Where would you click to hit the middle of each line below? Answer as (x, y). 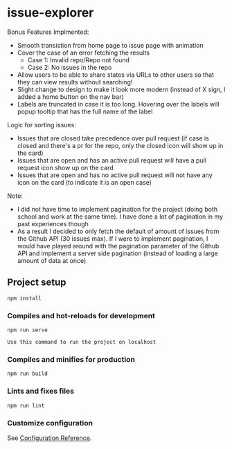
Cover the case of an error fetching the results (83, 53)
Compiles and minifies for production (71, 359)
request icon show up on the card (65, 167)
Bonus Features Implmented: (48, 32)
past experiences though (53, 223)
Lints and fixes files (41, 391)
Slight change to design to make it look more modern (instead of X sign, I (121, 89)
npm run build (28, 374)
